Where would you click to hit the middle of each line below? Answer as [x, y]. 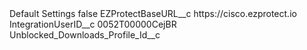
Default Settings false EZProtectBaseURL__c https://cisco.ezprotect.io [153, 13]
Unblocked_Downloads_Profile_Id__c [85, 35]
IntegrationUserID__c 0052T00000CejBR [93, 24]
